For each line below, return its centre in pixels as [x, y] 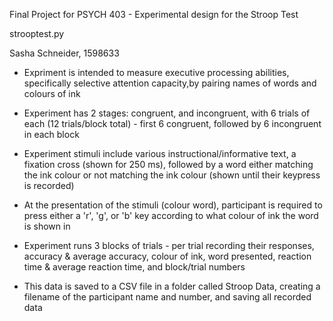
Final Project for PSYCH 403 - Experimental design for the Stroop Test [154, 14]
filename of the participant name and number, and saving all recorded [167, 297]
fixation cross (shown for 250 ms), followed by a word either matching [168, 164]
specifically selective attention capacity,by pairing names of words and [170, 83]
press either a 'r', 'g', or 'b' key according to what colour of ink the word [171, 215]
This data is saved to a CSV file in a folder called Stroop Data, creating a [172, 286]
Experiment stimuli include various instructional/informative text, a [160, 153]
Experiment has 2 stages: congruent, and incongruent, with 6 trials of [167, 113]
